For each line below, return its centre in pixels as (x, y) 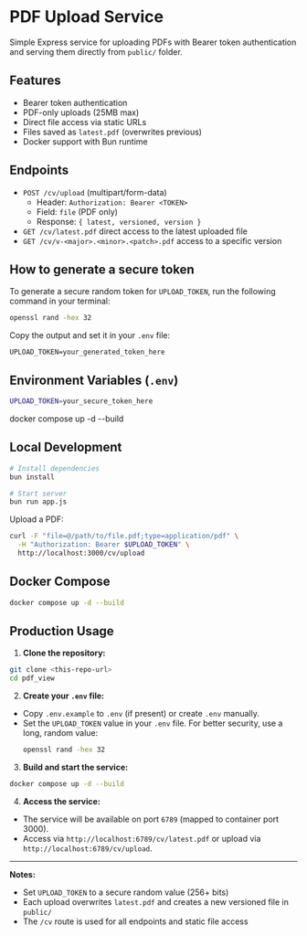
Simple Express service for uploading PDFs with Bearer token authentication (153, 42)
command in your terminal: (60, 301)
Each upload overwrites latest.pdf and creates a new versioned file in (156, 901)
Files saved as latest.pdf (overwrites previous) (112, 132)
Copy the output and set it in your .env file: (90, 335)
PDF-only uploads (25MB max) (81, 112)
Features (35, 81)
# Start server (38, 494)
